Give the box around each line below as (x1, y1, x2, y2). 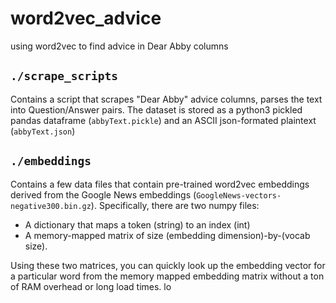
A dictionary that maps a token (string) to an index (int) (24, 218, 251, 231)
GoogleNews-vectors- (196, 190, 282, 201)
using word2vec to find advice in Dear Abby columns (10, 40, 229, 52)
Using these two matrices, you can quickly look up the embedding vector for (10, 259, 326, 271)
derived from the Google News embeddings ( (10, 188, 197, 201)
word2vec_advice (10, 7, 162, 30)
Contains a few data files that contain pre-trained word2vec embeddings (10, 178, 310, 190)
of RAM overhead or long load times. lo (10, 280, 172, 292)
